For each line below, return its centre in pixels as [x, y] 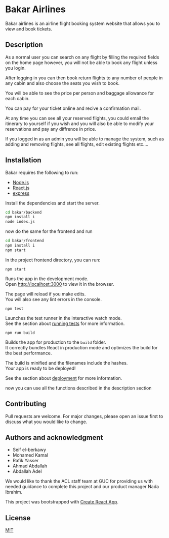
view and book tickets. [29, 28]
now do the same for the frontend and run [49, 231]
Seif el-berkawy [29, 450]
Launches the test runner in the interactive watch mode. [64, 318]
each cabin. [17, 98]
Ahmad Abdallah [30, 466]
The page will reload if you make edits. [46, 294]
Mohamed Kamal [30, 455]
